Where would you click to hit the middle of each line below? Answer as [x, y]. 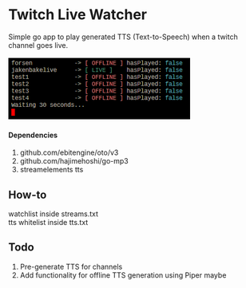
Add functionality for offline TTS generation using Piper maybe [123, 275]
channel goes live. [38, 45]
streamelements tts [52, 170]
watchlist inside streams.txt [53, 214]
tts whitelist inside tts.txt [48, 222]
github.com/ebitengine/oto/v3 [69, 152]
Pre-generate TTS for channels [71, 266]
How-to [28, 194]
